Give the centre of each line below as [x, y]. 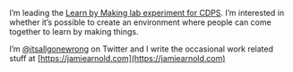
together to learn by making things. [74, 32]
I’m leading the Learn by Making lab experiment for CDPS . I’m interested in [147, 13]
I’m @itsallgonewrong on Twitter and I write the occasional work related [142, 49]
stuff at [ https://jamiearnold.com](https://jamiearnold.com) [117, 58]
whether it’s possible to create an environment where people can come [140, 22]
